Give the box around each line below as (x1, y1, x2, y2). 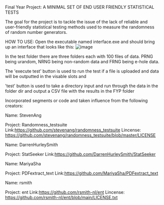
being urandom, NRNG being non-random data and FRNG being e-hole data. (5, 59, 160, 64)
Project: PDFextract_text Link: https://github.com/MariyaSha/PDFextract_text (5, 170, 158, 176)
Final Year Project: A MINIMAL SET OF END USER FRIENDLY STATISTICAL (5, 4, 155, 10)
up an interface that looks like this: (5, 44, 74, 50)
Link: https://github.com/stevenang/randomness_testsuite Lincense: (5, 127, 141, 133)
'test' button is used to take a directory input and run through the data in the (5, 83, 158, 89)
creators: (5, 103, 23, 108)
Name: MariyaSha (5, 161, 41, 166)
